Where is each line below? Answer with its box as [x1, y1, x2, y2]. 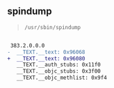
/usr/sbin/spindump [24, 24, 81, 30]
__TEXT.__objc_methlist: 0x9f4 [16, 74, 108, 82]
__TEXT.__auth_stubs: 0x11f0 [16, 62, 101, 69]
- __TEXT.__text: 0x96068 [7, 49, 85, 55]
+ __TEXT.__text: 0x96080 [7, 55, 85, 62]
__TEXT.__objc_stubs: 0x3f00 [16, 68, 101, 75]
